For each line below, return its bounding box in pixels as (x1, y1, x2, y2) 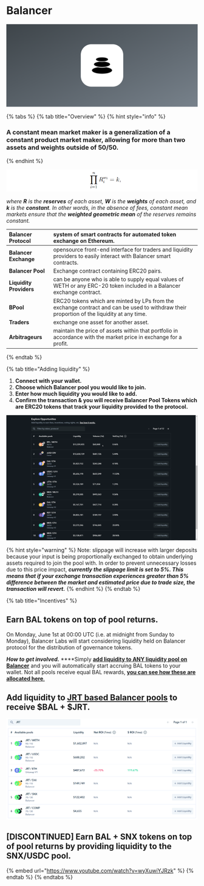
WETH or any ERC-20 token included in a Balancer (53, 282, 181, 290)
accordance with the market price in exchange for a (53, 333, 182, 341)
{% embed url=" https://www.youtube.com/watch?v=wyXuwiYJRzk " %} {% (6, 867, 194, 874)
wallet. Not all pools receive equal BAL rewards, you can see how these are (6, 668, 196, 675)
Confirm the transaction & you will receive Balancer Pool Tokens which (15, 396, 197, 403)
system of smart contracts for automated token (53, 231, 177, 238)
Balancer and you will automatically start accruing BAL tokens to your (6, 661, 181, 669)
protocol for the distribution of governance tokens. (6, 643, 133, 651)
